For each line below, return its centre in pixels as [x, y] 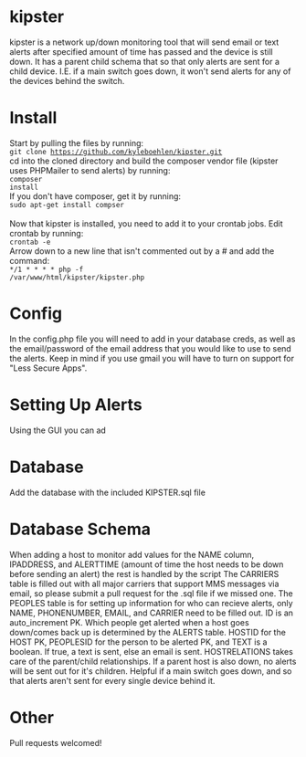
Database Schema [80, 529]
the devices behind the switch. [67, 80]
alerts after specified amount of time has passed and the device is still [142, 51]
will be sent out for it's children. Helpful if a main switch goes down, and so [151, 671]
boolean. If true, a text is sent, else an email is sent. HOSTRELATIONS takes [152, 651]
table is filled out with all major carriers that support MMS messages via [144, 584]
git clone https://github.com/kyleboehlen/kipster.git [116, 152]
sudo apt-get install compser [67, 205]
